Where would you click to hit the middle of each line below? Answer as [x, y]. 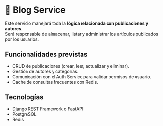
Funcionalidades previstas [46, 54]
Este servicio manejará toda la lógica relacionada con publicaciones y [77, 23]
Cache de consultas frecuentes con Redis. [55, 82]
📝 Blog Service [35, 10]
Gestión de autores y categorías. [45, 71]
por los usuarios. [22, 39]
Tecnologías [24, 97]
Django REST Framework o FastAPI [48, 109]
